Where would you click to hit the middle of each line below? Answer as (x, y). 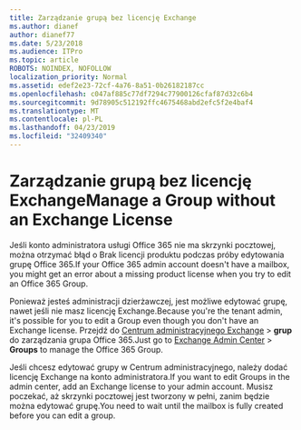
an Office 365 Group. (49, 284)
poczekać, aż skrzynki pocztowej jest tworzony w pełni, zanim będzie (140, 395)
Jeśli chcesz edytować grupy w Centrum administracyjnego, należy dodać (149, 367)
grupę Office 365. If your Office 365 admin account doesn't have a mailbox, (150, 264)
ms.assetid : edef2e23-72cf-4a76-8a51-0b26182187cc (107, 85)
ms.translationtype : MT (54, 111)
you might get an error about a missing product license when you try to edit (150, 274)
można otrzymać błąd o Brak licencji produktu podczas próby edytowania (147, 255)
